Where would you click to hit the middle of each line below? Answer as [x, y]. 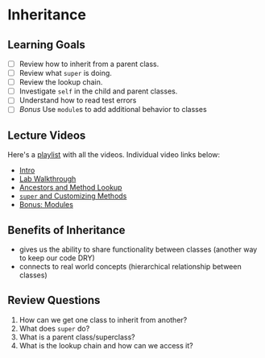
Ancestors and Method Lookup [70, 188]
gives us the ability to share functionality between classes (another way [138, 249]
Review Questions [54, 300]
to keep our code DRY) [57, 258]
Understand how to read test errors [78, 100]
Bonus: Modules [46, 205]
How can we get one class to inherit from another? [103, 319]
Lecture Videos [47, 135]
